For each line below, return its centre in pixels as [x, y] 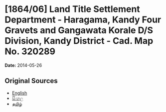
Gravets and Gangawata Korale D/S [79, 30]
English [19, 93]
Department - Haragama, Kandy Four [83, 20]
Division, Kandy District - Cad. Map [79, 41]
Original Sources [31, 81]
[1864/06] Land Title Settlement [72, 9]
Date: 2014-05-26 [23, 65]
